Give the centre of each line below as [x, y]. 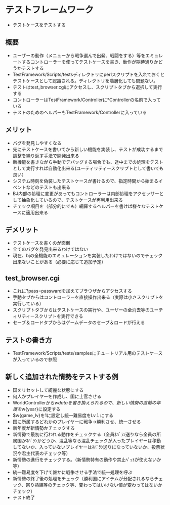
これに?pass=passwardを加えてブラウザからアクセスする [72, 291]
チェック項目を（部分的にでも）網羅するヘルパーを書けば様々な [79, 206]
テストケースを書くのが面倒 [41, 243]
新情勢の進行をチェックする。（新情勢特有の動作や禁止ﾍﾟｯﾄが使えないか [87, 460]
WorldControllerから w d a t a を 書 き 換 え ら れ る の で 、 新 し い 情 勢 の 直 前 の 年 [87, 402]
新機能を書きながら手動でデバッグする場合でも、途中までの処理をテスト [88, 162]
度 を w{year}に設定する [36, 409]
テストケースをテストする [39, 25]
